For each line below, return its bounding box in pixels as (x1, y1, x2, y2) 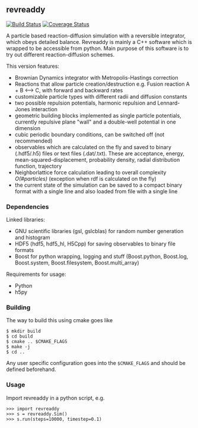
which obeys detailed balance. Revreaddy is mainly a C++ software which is (6, 38, 193, 45)
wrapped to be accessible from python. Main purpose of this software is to (6, 45, 189, 52)
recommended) (14, 137, 53, 144)
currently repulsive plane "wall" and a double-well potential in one (14, 118, 176, 125)
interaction (31, 105, 58, 112)
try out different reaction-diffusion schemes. (6, 51, 114, 58)
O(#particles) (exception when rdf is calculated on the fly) (14, 175, 157, 182)
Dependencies (6, 202, 49, 210)
